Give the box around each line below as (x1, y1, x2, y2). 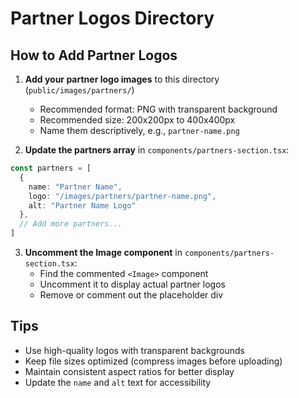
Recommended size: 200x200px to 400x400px (39, 114, 236, 126)
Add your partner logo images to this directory (24, 73, 220, 85)
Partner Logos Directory (10, 7, 215, 30)
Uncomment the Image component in (24, 247, 183, 258)
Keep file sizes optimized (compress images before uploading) (24, 355, 283, 367)
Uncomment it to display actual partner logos (39, 278, 226, 290)
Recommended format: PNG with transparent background (39, 103, 278, 115)
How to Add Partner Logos (10, 47, 178, 64)
